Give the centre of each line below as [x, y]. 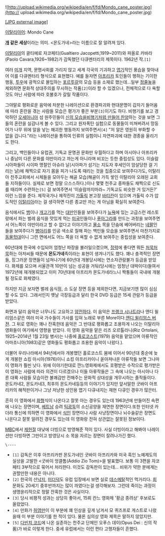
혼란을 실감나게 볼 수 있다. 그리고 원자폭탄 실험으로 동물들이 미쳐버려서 [82, 123]
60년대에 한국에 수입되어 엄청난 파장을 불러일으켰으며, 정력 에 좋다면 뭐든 [75, 247]
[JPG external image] [27, 22]
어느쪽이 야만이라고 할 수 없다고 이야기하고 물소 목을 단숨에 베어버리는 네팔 [82, 225]
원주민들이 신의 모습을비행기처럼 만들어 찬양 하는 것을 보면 [99, 117]
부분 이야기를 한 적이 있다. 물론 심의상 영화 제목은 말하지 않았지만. [90, 516]
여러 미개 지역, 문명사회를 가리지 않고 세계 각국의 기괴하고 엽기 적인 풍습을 [75, 70]
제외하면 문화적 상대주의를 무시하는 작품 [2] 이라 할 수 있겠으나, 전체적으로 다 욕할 [82, 88]
